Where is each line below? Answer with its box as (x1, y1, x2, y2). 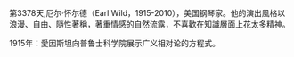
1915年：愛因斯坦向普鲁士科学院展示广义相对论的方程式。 (9, 38, 221, 48)
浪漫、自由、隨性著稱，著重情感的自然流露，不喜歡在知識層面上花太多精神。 (9, 19, 290, 29)
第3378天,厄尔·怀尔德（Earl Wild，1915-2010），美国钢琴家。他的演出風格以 (9, 8, 286, 18)
